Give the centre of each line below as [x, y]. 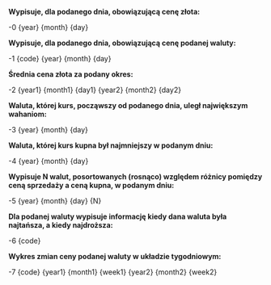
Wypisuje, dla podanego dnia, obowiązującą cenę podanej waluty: [122, 43]
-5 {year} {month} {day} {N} [55, 201]
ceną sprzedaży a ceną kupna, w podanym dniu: [91, 185]
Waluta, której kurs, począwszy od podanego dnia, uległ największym [128, 105]
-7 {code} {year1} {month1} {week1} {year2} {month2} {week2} [113, 272]
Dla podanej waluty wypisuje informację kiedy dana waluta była [118, 216]
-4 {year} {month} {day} [49, 161]
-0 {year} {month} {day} [49, 27]
